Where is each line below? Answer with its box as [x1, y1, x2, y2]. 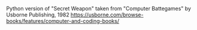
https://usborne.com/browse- [70, 11, 144, 18]
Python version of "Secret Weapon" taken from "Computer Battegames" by [6, 5, 191, 12]
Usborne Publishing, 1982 [6, 11, 70, 18]
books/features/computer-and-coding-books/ [6, 18, 119, 24]
